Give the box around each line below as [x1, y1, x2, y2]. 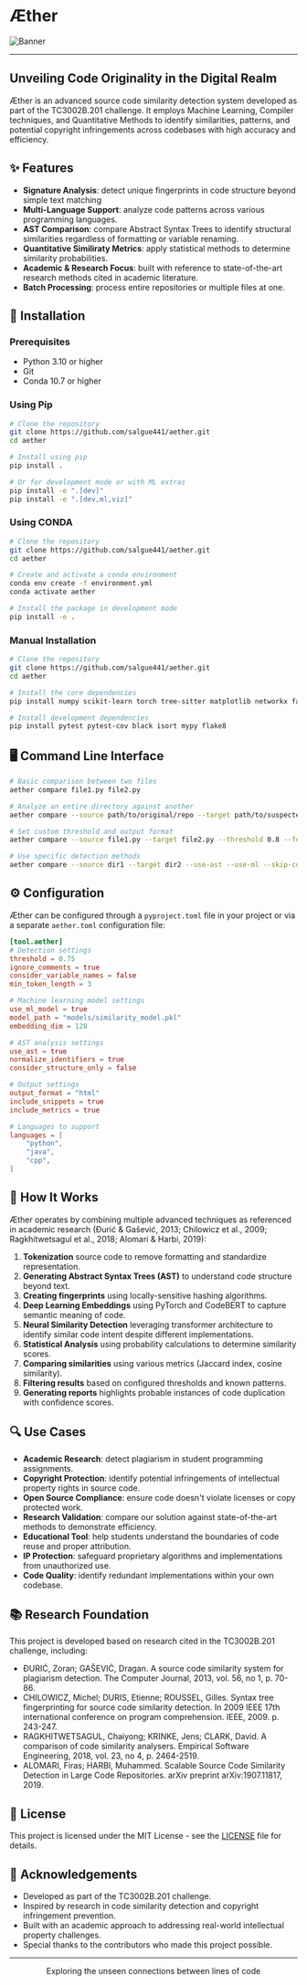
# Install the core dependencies [9, 688, 137, 697]
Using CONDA [9, 516, 73, 529]
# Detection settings [9, 945, 92, 955]
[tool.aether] [9, 937, 64, 946]
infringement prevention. [22, 1910, 116, 1921]
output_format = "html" [9, 1089, 101, 1098]
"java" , [26, 1147, 55, 1156]
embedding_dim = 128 [9, 1021, 89, 1030]
